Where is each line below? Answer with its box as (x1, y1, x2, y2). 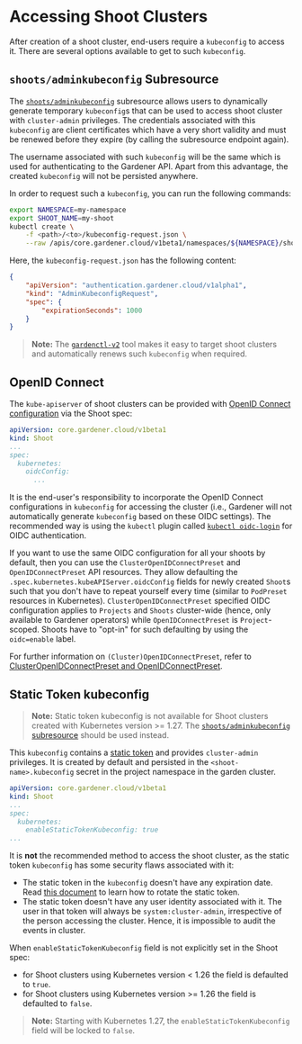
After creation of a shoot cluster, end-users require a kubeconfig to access (9, 36, 285, 47)
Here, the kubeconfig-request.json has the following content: (9, 255, 236, 266)
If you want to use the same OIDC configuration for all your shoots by (9, 547, 266, 559)
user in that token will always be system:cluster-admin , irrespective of (22, 906, 282, 917)
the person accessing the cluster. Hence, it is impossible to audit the (22, 915, 276, 926)
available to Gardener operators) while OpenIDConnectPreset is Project (9, 615, 269, 625)
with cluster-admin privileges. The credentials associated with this (9, 114, 256, 125)
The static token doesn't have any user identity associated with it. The (22, 896, 282, 907)
